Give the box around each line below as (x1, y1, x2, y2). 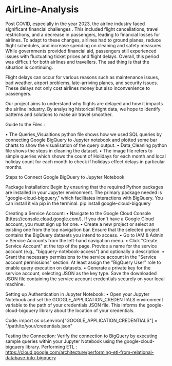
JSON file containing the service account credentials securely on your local (5, 276, 165, 282)
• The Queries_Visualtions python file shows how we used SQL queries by (5, 131, 162, 137)
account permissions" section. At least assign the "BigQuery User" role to (5, 259, 161, 265)
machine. (5, 281, 25, 287)
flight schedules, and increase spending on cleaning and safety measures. (5, 42, 163, 48)
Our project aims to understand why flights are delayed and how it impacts (5, 100, 163, 106)
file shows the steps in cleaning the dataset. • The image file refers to (5, 147, 153, 153)
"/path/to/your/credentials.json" (5, 322, 73, 329)
